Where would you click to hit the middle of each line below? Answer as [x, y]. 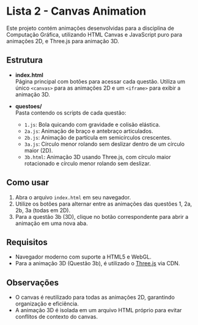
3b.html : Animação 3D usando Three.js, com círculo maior [97, 157]
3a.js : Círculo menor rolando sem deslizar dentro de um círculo [105, 144]
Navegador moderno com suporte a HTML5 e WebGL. [83, 257]
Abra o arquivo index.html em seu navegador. [73, 197]
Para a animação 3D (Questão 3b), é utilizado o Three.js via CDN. [97, 263]
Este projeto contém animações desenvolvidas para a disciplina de [90, 28]
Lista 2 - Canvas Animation [76, 11]
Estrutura [25, 60]
